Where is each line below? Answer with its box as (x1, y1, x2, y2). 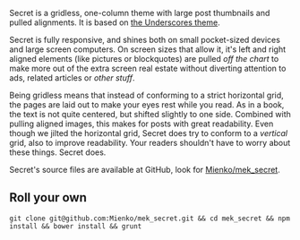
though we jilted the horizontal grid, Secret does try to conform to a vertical (9, 128, 288, 138)
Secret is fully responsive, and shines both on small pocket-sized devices (9, 35, 280, 45)
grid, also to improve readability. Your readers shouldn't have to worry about (9, 138, 291, 148)
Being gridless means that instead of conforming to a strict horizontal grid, (9, 90, 284, 100)
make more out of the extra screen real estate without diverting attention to (9, 63, 287, 73)
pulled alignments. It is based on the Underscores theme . (9, 17, 221, 28)
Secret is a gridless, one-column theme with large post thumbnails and (9, 8, 270, 18)
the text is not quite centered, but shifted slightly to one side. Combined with (9, 109, 291, 119)
